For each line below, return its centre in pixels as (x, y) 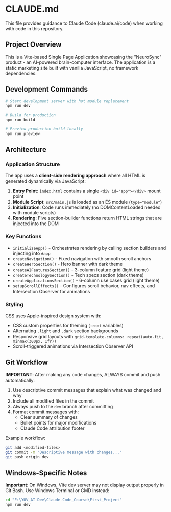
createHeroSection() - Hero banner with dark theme (68, 264)
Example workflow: (26, 438)
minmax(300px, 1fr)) (34, 341)
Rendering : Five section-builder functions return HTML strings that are (87, 218)
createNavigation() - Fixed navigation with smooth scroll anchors (82, 258)
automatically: (20, 380)
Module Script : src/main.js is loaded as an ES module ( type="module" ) (87, 202)
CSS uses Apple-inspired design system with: (53, 316)
